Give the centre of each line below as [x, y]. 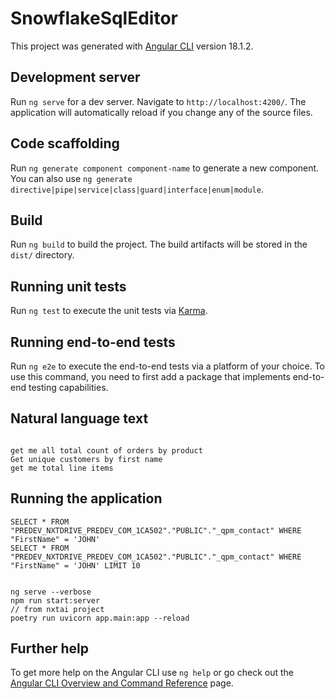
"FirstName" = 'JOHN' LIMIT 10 [75, 565]
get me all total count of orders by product [106, 450]
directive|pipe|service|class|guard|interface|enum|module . [137, 189]
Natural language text [79, 418]
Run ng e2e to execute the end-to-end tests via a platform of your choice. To [168, 366]
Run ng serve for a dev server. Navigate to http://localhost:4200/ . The [158, 101]
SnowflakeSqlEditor [94, 18]
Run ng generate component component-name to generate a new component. [165, 168]
